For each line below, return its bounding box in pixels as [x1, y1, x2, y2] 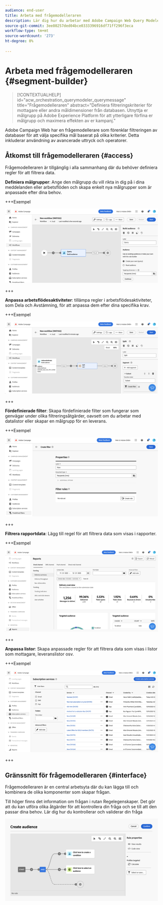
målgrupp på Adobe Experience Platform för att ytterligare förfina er [16, 112, 153, 118]
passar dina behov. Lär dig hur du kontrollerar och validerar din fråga [5, 809, 143, 814]
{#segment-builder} [5, 75, 88, 87]
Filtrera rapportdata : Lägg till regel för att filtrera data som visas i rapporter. [5, 530, 157, 536]
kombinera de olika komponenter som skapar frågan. [5, 789, 111, 795]
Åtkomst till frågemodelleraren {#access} [5, 151, 133, 160]
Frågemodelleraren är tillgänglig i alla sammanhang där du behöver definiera [5, 164, 158, 170]
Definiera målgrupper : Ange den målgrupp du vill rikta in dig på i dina [5, 179, 145, 185]
